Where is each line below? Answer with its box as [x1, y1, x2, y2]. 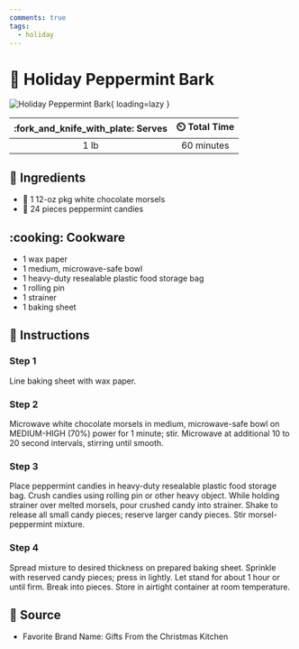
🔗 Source [9, 607, 61, 623]
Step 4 [9, 542, 39, 554]
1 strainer [22, 292, 57, 302]
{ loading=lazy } [111, 98, 170, 109]
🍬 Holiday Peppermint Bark [9, 69, 214, 89]
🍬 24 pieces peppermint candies [22, 204, 144, 215]
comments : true [9, 13, 67, 23]
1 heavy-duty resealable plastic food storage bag [22, 273, 204, 283]
